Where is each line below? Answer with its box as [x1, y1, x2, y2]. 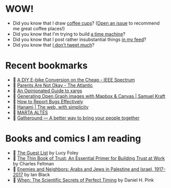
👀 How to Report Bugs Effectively [12, 98, 83, 105]
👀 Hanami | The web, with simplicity [12, 103, 89, 110]
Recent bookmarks [5, 60, 88, 72]
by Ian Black [24, 171, 50, 177]
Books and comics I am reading [5, 133, 141, 144]
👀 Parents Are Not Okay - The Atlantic [12, 82, 93, 88]
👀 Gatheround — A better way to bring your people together [12, 115, 140, 121]
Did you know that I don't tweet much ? [12, 41, 95, 48]
